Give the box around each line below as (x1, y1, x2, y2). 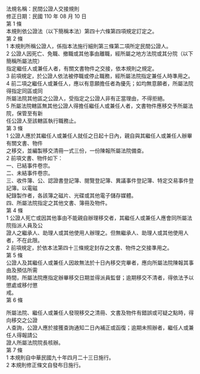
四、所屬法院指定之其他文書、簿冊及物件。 (6, 200, 111, 206)
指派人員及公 (11, 222, 43, 229)
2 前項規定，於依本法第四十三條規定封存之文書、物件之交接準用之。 (6, 244, 173, 251)
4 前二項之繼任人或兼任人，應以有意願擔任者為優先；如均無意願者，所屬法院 (6, 80, 193, 87)
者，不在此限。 (6, 237, 43, 244)
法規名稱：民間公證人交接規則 (6, 5, 79, 12)
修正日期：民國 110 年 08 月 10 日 (6, 13, 87, 20)
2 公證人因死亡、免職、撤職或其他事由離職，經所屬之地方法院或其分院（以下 (6, 50, 193, 57)
